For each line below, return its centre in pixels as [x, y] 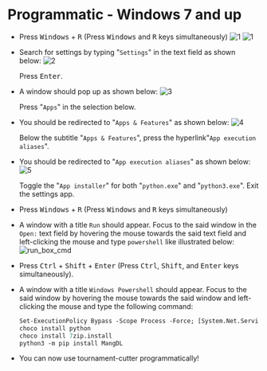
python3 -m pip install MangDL [71, 343]
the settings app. [47, 193]
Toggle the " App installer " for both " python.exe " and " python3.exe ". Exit [139, 185]
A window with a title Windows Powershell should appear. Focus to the [133, 289]
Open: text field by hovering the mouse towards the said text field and [133, 233]
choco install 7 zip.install [65, 336]
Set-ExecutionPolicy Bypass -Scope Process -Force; [106, 321]
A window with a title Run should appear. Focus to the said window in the [137, 225]
